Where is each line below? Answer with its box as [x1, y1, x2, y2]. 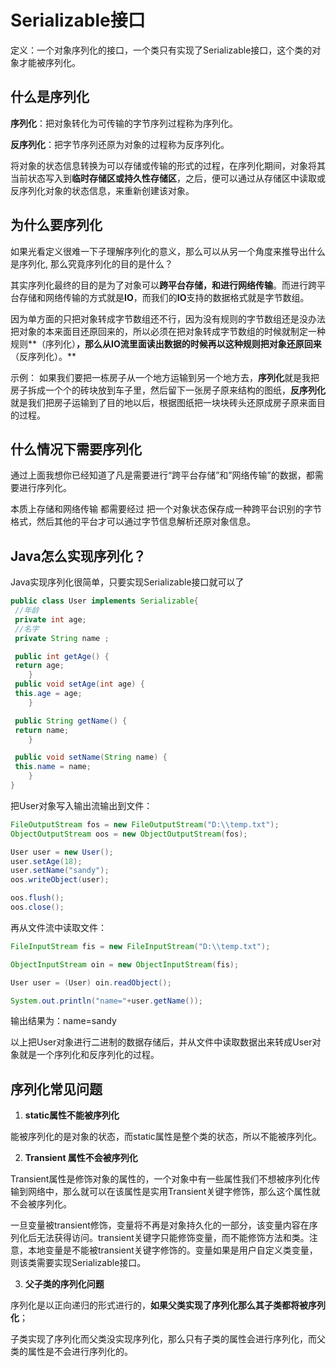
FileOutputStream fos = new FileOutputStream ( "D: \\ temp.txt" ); [10, 819, 280, 830]
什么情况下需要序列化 [10, 441, 142, 458]
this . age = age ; [14, 689, 83, 699]
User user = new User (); [10, 847, 114, 857]
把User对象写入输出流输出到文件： [10, 799, 153, 811]
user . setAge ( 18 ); [10, 856, 83, 866]
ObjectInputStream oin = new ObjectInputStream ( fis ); [10, 959, 240, 970]
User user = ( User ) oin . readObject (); [10, 977, 172, 988]
